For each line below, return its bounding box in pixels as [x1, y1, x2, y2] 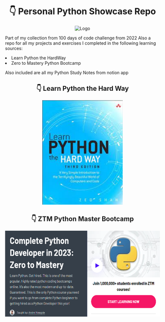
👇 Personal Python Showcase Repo [9, 6, 156, 17]
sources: [5, 45, 23, 51]
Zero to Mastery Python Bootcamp [11, 60, 81, 66]
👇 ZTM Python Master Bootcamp [31, 215, 134, 223]
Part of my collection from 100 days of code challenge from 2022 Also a [5, 35, 151, 41]
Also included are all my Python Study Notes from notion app [5, 69, 129, 76]
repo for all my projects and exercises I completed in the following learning [5, 40, 156, 46]
